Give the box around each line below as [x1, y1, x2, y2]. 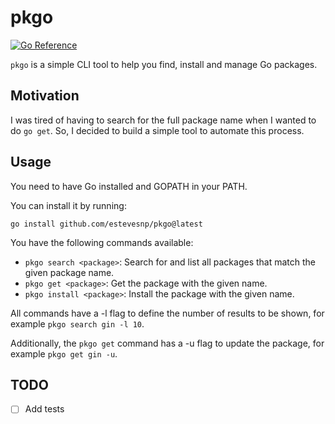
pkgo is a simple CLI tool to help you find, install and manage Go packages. [10, 58, 318, 70]
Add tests [24, 403, 65, 415]
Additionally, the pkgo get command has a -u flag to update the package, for [10, 337, 325, 349]
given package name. [24, 266, 115, 278]
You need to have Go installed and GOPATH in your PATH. [10, 180, 248, 192]
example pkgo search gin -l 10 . [10, 317, 145, 330]
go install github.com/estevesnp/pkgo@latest [10, 219, 203, 229]
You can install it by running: [10, 199, 127, 211]
